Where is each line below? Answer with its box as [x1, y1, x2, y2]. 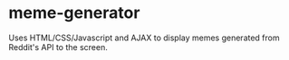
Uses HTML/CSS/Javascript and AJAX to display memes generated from [8, 32, 280, 43]
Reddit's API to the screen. [8, 41, 108, 52]
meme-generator [8, 3, 140, 23]
